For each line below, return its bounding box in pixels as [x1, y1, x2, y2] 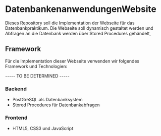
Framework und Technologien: [5, 63, 68, 69]
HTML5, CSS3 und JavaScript [12, 126, 73, 132]
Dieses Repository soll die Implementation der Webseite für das [5, 20, 135, 26]
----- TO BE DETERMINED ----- [5, 73, 70, 79]
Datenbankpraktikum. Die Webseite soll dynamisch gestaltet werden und [5, 25, 154, 31]
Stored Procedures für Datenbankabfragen [12, 102, 100, 108]
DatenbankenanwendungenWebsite [5, 3, 157, 15]
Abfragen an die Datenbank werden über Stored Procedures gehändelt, [5, 30, 151, 36]
